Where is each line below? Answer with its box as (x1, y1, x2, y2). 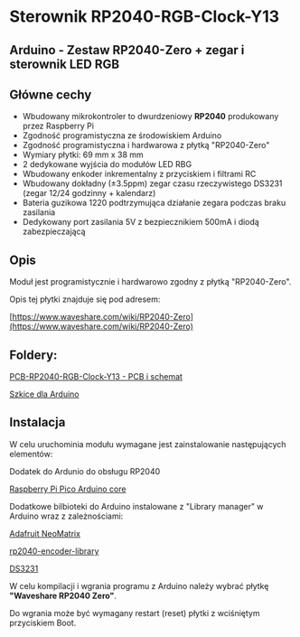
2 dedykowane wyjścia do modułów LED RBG (22, 159, 192, 170)
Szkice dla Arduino (9, 389, 80, 399)
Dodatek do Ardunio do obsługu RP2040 (9, 465, 161, 476)
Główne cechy (9, 87, 92, 102)
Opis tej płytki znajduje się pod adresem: (9, 294, 161, 304)
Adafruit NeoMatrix (9, 528, 81, 539)
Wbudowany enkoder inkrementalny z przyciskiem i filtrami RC (22, 169, 257, 180)
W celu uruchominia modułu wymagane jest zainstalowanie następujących (9, 438, 286, 449)
